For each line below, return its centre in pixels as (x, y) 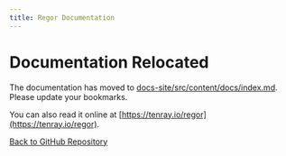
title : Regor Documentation (62, 18)
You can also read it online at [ (66, 115)
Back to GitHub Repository (59, 142)
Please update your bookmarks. (69, 96)
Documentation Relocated (109, 62)
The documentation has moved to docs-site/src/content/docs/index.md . (143, 87)
